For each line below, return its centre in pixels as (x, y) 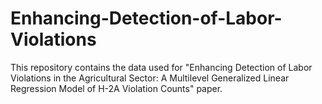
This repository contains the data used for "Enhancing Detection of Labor (161, 67)
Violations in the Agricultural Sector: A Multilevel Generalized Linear (150, 78)
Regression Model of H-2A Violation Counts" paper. (116, 88)
